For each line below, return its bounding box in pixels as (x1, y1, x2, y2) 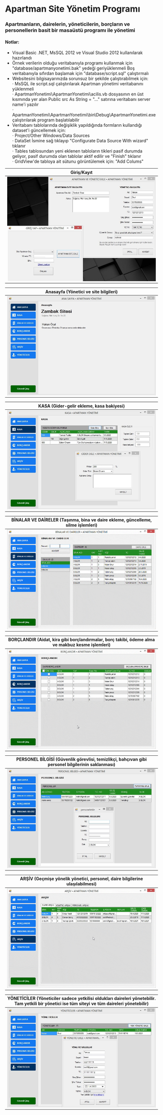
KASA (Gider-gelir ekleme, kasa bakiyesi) (38, 403, 125, 409)
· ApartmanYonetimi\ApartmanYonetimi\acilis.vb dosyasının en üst (12, 91, 144, 97)
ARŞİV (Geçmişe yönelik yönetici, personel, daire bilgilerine (20, 876, 143, 882)
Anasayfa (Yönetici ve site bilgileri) (45, 288, 118, 294)
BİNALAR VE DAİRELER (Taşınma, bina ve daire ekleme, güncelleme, (11, 517, 152, 523)
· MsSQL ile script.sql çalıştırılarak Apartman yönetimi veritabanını (12, 81, 144, 87)
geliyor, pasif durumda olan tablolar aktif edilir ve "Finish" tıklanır (12, 154, 142, 159)
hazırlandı (12, 55, 33, 61)
